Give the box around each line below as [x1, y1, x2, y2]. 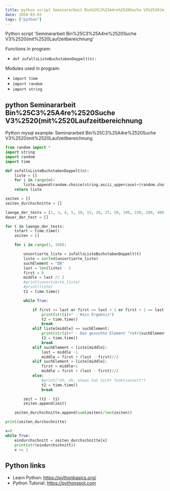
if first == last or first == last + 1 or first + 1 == [32, 307, 153, 313]
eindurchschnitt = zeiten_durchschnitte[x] [14, 438, 108, 443]
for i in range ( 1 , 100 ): [14, 242, 67, 248]
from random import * [5, 145, 51, 150]
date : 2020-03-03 [5, 12, 42, 17]
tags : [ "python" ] [5, 17, 42, 22]
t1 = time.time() [23, 289, 60, 294]
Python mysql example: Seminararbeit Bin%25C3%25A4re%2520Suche [5, 130, 156, 136]
